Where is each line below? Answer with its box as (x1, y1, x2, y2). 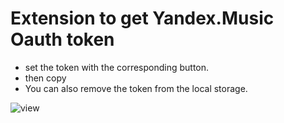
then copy (24, 72, 67, 84)
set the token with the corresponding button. (24, 61, 210, 73)
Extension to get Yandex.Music (10, 7, 275, 30)
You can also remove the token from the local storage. (24, 82, 248, 94)
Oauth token (10, 28, 115, 51)
